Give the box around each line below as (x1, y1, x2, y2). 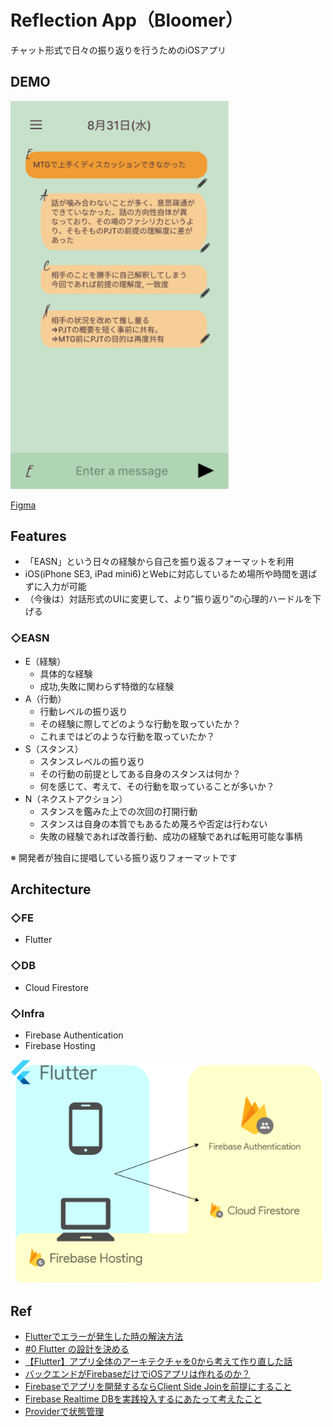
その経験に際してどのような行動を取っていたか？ (39, 717, 242, 730)
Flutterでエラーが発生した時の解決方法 (24, 1331, 184, 1343)
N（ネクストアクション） (24, 792, 128, 805)
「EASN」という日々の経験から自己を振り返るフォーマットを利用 (24, 556, 295, 568)
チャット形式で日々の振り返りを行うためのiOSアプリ (10, 44, 227, 56)
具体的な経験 (39, 667, 93, 680)
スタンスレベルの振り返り (39, 755, 146, 767)
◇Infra (10, 1006, 45, 1020)
